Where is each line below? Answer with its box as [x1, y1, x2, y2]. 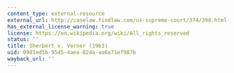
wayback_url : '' [7, 56, 55, 63]
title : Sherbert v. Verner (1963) [7, 42, 109, 49]
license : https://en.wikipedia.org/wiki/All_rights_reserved [7, 29, 190, 37]
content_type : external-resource [7, 10, 105, 17]
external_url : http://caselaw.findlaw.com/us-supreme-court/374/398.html [7, 17, 228, 24]
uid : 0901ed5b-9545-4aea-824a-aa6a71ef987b [7, 49, 137, 56]
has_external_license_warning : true [7, 23, 114, 30]
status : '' [7, 36, 39, 43]
